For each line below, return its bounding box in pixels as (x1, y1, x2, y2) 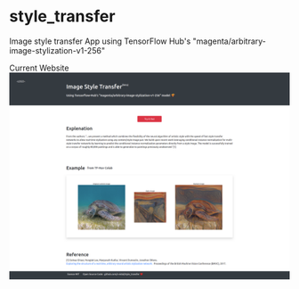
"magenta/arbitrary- (192, 36, 267, 46)
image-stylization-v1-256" (9, 45, 105, 55)
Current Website (9, 62, 69, 73)
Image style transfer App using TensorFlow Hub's (9, 36, 191, 46)
